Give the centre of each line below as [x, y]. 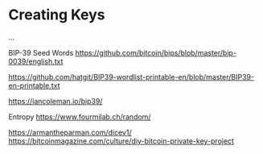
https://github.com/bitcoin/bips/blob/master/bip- [156, 52]
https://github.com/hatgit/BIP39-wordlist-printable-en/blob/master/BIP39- [131, 77]
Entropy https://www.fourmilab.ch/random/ [80, 117]
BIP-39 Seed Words [41, 52]
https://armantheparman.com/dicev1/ [70, 132]
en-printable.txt [34, 85]
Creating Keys [57, 15]
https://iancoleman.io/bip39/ [55, 101]
